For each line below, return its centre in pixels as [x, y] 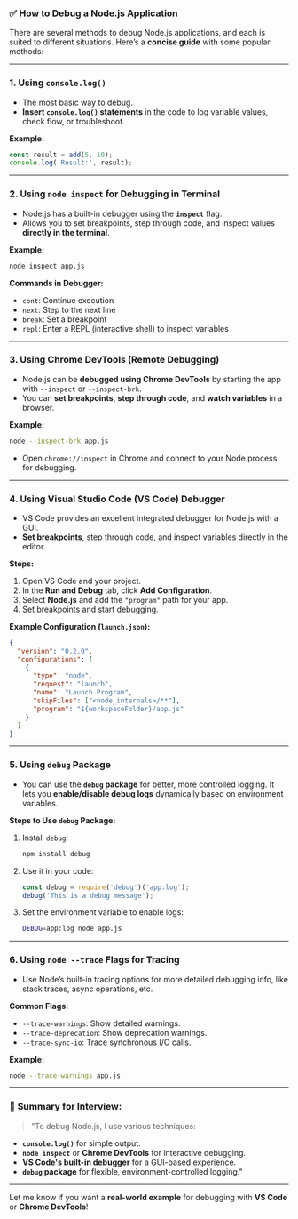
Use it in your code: [58, 870]
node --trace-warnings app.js [65, 1075]
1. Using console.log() [58, 83]
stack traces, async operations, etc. [87, 989]
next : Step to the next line [69, 309]
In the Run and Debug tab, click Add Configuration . [117, 590]
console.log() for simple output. [82, 1143]
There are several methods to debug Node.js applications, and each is [137, 33]
